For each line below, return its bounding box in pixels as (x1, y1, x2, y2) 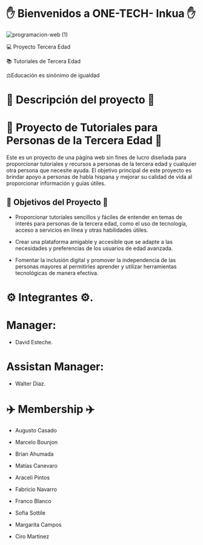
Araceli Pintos (15, 474, 50, 481)
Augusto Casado (15, 426, 58, 434)
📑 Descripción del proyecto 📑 (6, 93, 155, 107)
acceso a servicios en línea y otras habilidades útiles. (15, 226, 148, 234)
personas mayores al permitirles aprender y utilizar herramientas (15, 263, 177, 270)
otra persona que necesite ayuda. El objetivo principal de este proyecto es (6, 167, 192, 174)
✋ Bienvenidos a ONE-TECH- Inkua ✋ (6, 7, 196, 21)
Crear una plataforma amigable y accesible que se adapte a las (15, 238, 173, 245)
